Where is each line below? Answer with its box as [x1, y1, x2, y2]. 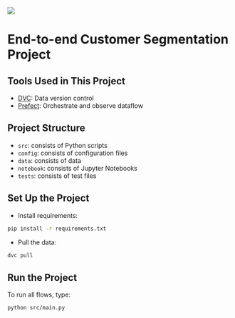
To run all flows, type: [7, 290, 71, 299]
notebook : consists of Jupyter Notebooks [17, 164, 137, 172]
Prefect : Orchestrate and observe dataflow [17, 101, 144, 110]
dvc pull [7, 252, 33, 259]
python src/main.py [7, 304, 66, 312]
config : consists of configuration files [17, 149, 128, 157]
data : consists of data [17, 156, 82, 164]
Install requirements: [17, 211, 78, 219]
